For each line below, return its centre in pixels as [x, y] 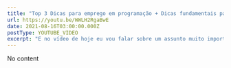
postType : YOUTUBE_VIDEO [43, 33]
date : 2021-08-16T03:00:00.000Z [53, 26]
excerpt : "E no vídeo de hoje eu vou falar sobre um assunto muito [106, 39]
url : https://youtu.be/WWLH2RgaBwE [58, 20]
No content [23, 58]
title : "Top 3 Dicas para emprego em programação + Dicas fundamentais [112, 13]
